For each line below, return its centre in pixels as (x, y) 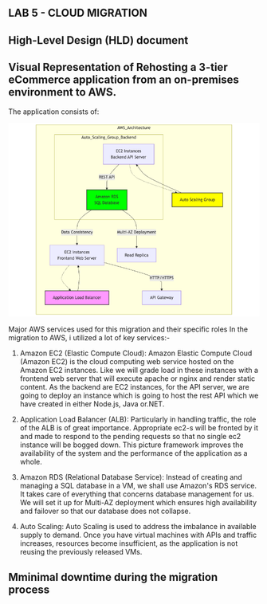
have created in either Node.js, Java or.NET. (92, 404)
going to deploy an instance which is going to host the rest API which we (139, 396)
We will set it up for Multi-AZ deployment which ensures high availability (138, 503)
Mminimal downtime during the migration (113, 577)
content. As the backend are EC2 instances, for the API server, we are (134, 387)
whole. (31, 462)
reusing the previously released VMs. (81, 552)
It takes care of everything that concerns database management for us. (137, 494)
